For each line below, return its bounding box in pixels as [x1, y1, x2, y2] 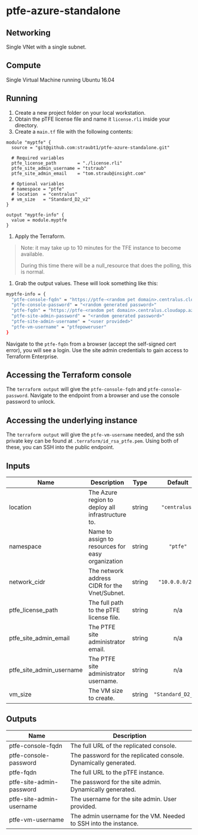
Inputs [6, 460, 31, 471]
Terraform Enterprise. [6, 353, 59, 360]
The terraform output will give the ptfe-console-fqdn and [6, 386, 147, 393]
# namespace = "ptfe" [11, 186, 65, 192]
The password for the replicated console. [70, 751, 184, 759]
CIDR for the [88, 582, 123, 590]
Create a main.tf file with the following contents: [14, 128, 133, 135]
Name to [88, 528, 112, 536]
